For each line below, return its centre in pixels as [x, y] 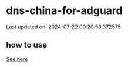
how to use [27, 45]
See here [17, 59]
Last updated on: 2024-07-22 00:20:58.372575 [64, 27]
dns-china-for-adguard [64, 11]
